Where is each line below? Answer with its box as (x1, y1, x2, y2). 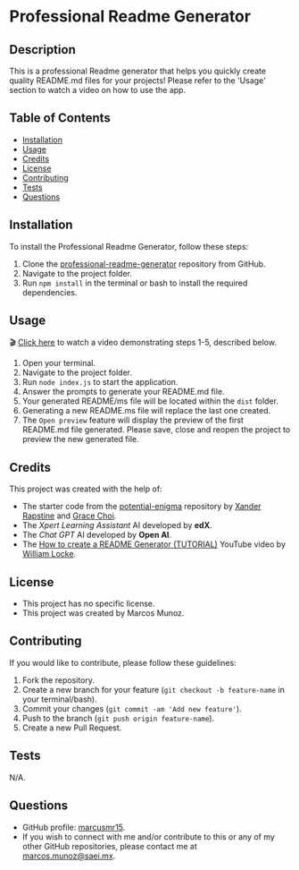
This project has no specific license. (21, 598, 155, 610)
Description (9, 42, 76, 57)
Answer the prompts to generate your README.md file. (21, 387, 225, 397)
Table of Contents (9, 110, 112, 126)
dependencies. (21, 286, 78, 297)
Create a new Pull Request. (21, 722, 122, 733)
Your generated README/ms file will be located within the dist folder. (21, 396, 279, 406)
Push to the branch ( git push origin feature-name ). (21, 712, 215, 723)
